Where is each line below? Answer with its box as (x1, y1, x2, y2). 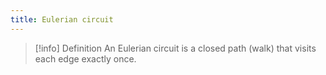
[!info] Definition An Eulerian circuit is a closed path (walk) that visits (34, 42, 317, 54)
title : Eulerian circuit (10, 14, 114, 25)
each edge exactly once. (34, 52, 137, 65)
